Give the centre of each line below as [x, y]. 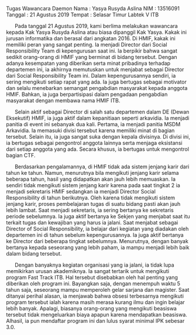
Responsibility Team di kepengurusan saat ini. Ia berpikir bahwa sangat [92, 51]
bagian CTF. [21, 155]
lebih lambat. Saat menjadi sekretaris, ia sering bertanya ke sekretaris [90, 210]
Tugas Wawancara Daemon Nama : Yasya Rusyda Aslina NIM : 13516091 [93, 8]
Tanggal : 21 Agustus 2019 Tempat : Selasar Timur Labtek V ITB [82, 15]
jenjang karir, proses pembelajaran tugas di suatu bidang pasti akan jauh [93, 204]
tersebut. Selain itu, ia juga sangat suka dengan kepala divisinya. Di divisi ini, [98, 137]
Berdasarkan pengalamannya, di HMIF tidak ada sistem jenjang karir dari [102, 167]
